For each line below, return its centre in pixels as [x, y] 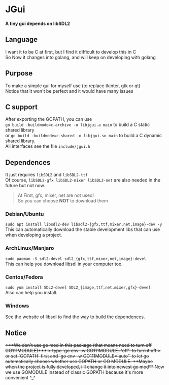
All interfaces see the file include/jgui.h [48, 146]
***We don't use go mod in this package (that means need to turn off [79, 345]
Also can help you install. [31, 293]
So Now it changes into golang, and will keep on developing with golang [80, 57]
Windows [17, 306]
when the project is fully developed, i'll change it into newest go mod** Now [85, 367]
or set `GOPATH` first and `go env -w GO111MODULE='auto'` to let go [77, 356]
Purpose [19, 73]
